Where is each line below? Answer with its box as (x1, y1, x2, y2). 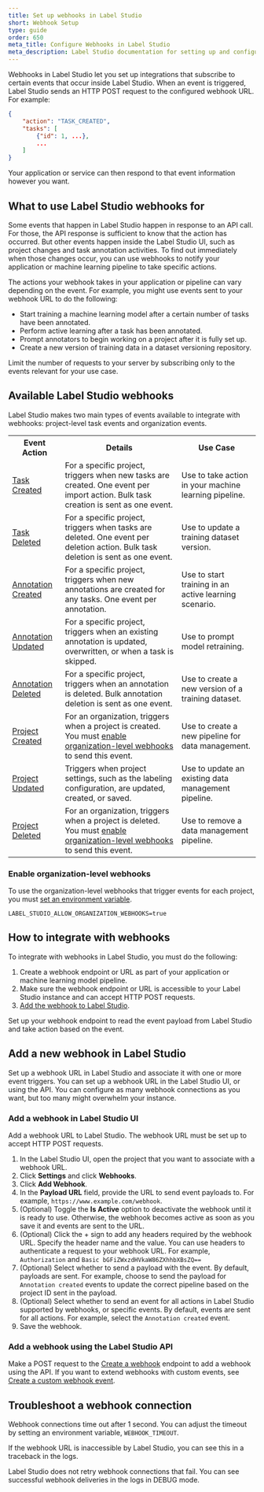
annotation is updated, (64, 635, 148, 646)
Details (105, 442, 134, 453)
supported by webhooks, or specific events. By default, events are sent (19, 1305, 251, 1314)
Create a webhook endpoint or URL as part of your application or (19, 967, 230, 976)
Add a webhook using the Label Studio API (8, 1341, 174, 1352)
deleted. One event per (64, 531, 149, 542)
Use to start (181, 568, 225, 579)
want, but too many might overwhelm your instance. (8, 1093, 177, 1102)
